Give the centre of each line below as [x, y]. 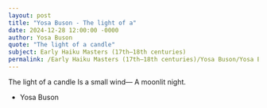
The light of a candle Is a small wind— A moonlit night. [97, 82]
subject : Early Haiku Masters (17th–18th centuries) [97, 52]
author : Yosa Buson [41, 37]
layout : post [30, 15]
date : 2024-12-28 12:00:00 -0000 [64, 30]
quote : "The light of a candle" [62, 45]
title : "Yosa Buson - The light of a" [72, 23]
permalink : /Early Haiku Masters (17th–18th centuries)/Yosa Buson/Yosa [131, 60]
